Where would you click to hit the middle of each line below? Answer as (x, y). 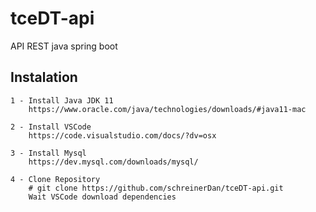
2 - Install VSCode (51, 127)
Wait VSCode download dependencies (102, 197)
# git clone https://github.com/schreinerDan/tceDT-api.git (156, 188)
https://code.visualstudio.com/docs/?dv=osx (122, 135)
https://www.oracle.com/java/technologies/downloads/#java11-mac (167, 109)
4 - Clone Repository (55, 179)
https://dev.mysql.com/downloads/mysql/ (113, 162)
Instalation (44, 77)
